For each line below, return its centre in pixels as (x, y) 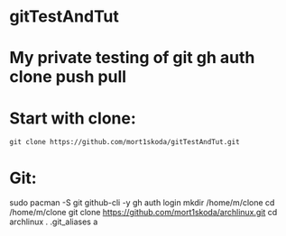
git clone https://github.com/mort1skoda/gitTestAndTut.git (125, 142)
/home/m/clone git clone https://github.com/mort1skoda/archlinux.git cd (143, 213)
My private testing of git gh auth (132, 58)
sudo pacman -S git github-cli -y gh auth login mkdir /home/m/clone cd (142, 203)
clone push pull (68, 77)
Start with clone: (73, 118)
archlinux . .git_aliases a (54, 222)
